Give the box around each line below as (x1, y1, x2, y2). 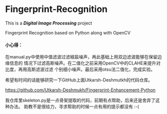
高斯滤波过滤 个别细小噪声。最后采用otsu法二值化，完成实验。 (26, 66, 156, 72)
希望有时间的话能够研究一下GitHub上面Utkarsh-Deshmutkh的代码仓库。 (5, 77, 153, 83)
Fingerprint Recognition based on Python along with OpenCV (5, 29, 131, 35)
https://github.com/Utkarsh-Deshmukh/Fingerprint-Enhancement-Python (5, 87, 156, 93)
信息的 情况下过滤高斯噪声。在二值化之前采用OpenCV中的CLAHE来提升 (9, 60, 157, 66)
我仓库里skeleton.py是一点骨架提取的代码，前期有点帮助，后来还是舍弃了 (5, 97, 156, 103)
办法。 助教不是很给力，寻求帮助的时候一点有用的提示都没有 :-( (9, 103, 140, 109)
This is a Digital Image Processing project (5, 20, 92, 26)
